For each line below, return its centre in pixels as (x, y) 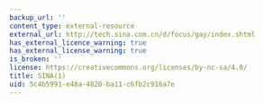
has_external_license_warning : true (78, 51)
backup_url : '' (38, 17)
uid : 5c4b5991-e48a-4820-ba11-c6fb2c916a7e (92, 84)
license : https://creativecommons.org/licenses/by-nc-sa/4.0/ (128, 68)
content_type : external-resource (72, 26)
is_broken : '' (36, 59)
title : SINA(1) (38, 76)
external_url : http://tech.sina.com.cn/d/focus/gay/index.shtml (132, 34)
